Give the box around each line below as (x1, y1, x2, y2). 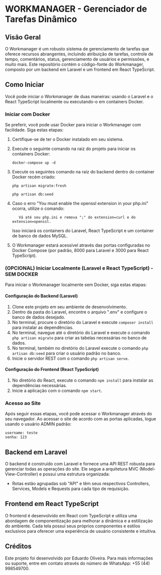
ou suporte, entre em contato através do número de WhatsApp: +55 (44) (5, 560, 150, 566)
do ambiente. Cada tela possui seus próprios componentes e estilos (5, 523, 140, 529)
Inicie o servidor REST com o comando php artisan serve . (12, 355, 129, 361)
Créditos (5, 542, 32, 551)
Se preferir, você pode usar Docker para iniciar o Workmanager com (5, 122, 141, 128)
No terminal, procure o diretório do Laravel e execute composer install (12, 319, 154, 325)
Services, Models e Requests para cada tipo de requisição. (12, 486, 130, 491)
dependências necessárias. (12, 382, 67, 388)
